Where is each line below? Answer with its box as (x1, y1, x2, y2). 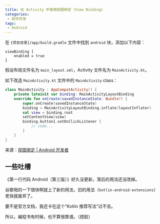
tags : (5, 21, 16, 26)
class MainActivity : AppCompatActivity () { (5, 87, 97, 92)
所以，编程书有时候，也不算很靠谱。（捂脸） (5, 214, 93, 220)
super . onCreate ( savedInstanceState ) (22, 101, 97, 106)
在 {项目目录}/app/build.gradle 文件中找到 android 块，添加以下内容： (5, 40, 145, 46)
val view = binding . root (22, 110, 73, 115)
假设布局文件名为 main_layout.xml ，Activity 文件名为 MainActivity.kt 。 (5, 67, 150, 73)
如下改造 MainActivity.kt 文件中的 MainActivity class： (5, 77, 118, 83)
